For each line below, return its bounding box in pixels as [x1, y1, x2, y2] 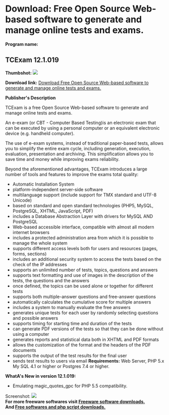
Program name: [5, 41, 39, 47]
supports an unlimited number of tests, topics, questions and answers [12, 267, 158, 273]
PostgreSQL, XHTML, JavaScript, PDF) [12, 208, 93, 214]
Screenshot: [5, 393, 31, 399]
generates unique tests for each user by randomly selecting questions [12, 310, 158, 316]
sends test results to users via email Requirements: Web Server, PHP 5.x [12, 358, 164, 364]
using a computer [12, 331, 49, 337]
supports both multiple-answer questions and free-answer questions [12, 293, 156, 300]
